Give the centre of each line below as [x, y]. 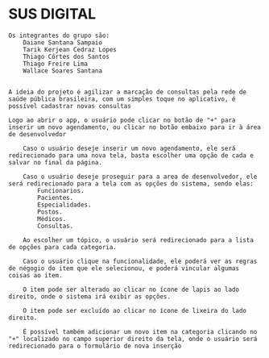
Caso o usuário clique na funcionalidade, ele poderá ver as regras [140, 261]
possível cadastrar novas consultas [70, 106]
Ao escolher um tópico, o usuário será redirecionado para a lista [138, 240]
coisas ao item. [35, 275]
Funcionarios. [61, 190]
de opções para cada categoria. [62, 247]
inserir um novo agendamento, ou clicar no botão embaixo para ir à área [135, 127]
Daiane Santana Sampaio [63, 42]
